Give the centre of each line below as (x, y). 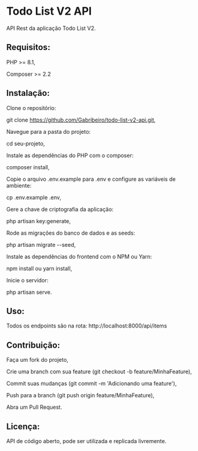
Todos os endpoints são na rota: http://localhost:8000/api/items (87, 326)
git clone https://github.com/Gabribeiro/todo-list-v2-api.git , (81, 120)
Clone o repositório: (31, 108)
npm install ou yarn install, (39, 268)
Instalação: (28, 93)
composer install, (28, 167)
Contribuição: (33, 345)
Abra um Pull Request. (34, 407)
